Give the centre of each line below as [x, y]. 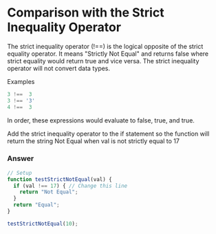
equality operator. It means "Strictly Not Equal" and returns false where [108, 54]
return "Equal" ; [36, 205]
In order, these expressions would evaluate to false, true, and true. [101, 120]
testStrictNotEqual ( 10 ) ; [43, 224]
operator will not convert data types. [59, 68]
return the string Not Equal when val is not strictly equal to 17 [94, 141]
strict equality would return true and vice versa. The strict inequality [103, 61]
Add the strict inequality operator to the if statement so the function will [108, 134]
